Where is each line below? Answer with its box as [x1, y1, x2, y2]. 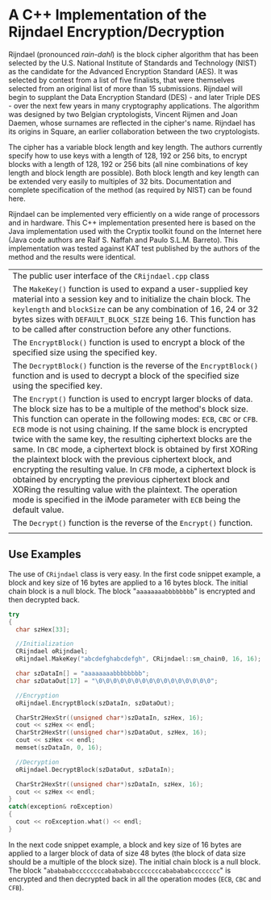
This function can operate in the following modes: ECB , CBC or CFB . [12, 413, 258, 424]
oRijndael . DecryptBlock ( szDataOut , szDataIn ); [15, 765, 175, 773]
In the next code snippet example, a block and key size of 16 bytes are [8, 840, 242, 849]
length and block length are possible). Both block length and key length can [8, 168, 260, 177]
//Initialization [15, 640, 74, 648]
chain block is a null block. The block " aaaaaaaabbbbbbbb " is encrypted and [8, 586, 256, 596]
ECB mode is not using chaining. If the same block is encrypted [12, 423, 248, 435]
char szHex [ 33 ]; [15, 625, 70, 634]
